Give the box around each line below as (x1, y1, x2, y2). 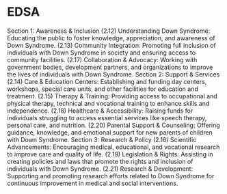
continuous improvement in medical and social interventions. (7, 179, 178, 187)
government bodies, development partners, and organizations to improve (7, 63, 213, 71)
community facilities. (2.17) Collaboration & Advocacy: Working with (7, 55, 198, 64)
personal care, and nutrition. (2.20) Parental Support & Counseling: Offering (7, 121, 220, 129)
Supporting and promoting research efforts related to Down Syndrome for (7, 171, 215, 180)
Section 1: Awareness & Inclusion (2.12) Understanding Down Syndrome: (7, 27, 211, 35)
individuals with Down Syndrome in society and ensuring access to (7, 48, 196, 57)
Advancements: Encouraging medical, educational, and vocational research (7, 143, 220, 151)
